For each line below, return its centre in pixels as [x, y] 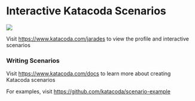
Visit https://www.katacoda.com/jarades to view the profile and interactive [98, 39]
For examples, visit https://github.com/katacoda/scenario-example [88, 91]
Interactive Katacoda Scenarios [86, 11]
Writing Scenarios [33, 60]
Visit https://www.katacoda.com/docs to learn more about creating [89, 74]
